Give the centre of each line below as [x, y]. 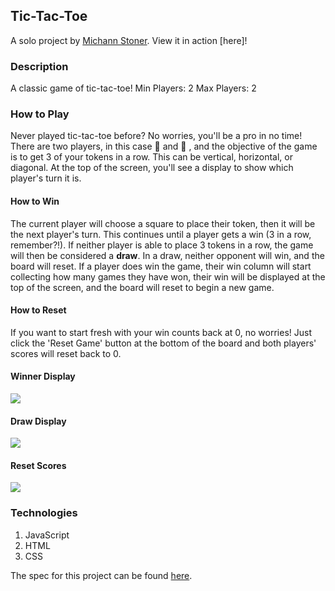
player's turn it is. [46, 178]
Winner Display [43, 376]
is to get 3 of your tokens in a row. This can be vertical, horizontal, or [151, 157]
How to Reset [38, 310]
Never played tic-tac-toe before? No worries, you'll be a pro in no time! [156, 136]
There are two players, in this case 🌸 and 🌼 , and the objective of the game [164, 146]
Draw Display [38, 421]
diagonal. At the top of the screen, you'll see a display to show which [152, 168]
